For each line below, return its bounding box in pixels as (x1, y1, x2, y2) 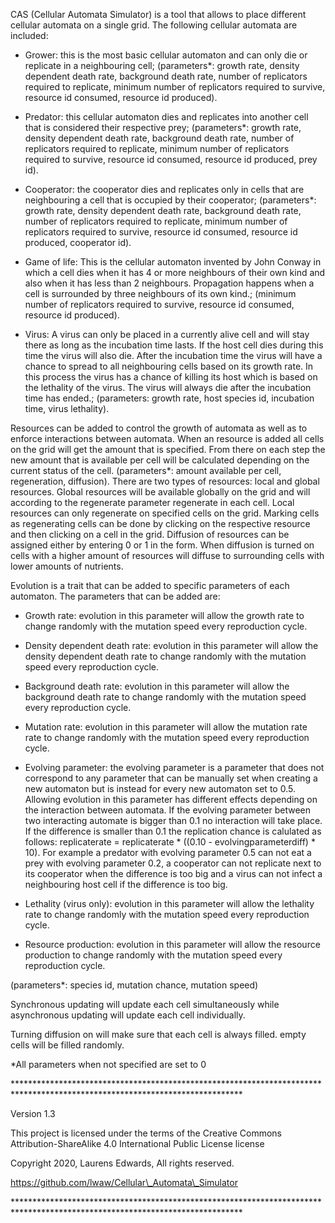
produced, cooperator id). (24, 237, 132, 248)
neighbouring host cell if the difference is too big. (24, 879, 228, 890)
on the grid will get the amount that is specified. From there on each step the (10, 444, 326, 455)
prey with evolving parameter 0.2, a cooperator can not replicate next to (24, 857, 322, 869)
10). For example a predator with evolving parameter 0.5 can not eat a (24, 847, 312, 858)
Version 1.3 (10, 1108, 56, 1119)
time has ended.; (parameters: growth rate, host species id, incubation (24, 392, 315, 404)
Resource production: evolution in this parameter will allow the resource (24, 939, 321, 950)
